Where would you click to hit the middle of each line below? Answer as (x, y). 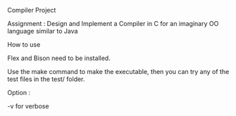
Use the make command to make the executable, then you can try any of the (118, 72)
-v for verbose (28, 106)
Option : (19, 93)
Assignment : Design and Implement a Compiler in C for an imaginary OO (113, 23)
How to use (24, 44)
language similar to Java (43, 31)
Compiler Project (32, 10)
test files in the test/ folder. (46, 79)
